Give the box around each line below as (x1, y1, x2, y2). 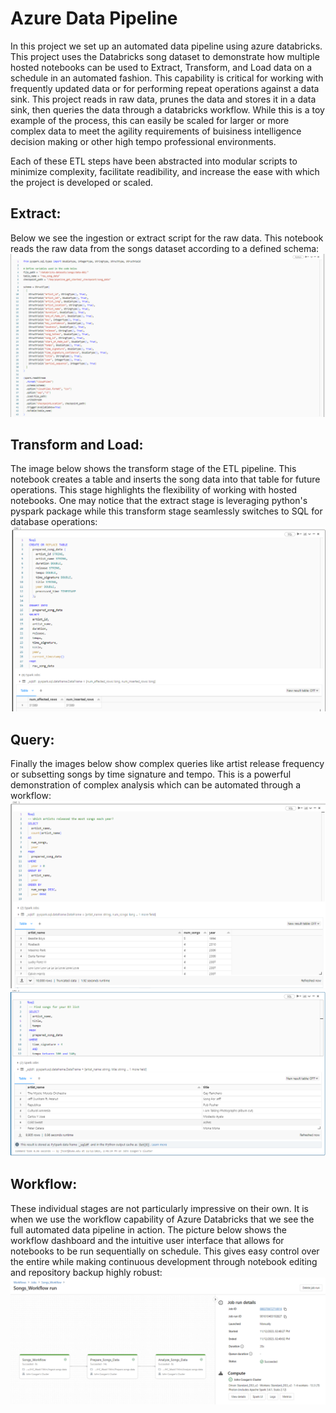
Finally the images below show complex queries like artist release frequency (10, 758, 325, 770)
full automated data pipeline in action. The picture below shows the (10, 1223, 287, 1236)
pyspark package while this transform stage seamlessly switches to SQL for (10, 505, 323, 517)
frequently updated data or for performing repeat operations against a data (10, 82, 320, 94)
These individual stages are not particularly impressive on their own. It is (10, 1202, 309, 1214)
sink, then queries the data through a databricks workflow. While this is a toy (10, 103, 325, 116)
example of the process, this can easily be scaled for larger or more (10, 114, 290, 126)
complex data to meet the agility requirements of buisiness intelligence (10, 125, 302, 137)
